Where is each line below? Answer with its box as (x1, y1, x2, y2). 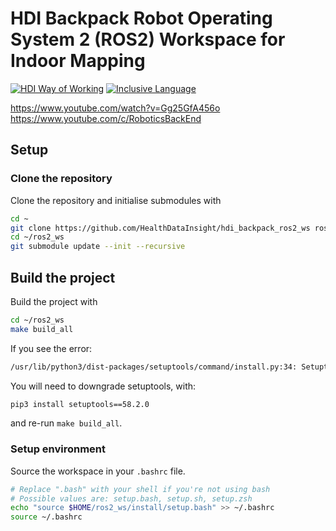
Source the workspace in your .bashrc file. (10, 465, 186, 477)
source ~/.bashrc (10, 512, 83, 522)
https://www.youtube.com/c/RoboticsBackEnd (10, 112, 202, 124)
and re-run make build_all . (10, 417, 123, 429)
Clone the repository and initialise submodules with (10, 194, 222, 206)
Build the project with (10, 295, 98, 307)
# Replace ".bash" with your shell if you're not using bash (10, 484, 271, 494)
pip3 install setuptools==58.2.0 (10, 399, 150, 409)
